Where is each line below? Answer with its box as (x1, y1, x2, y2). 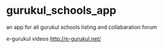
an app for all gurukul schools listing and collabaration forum (6, 23, 157, 31)
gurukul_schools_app (6, 4, 117, 17)
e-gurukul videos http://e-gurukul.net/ (6, 35, 101, 42)
